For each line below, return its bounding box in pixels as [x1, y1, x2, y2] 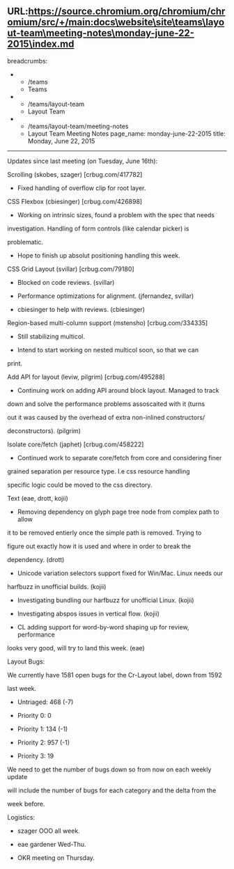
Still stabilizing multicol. [17, 332, 85, 340]
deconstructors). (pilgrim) [7, 426, 81, 434]
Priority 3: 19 [17, 751, 54, 760]
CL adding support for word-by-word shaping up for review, [17, 623, 189, 631]
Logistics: [7, 813, 36, 821]
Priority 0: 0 [17, 711, 52, 719]
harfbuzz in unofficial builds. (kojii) [7, 582, 107, 590]
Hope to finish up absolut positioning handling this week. [17, 251, 181, 260]
